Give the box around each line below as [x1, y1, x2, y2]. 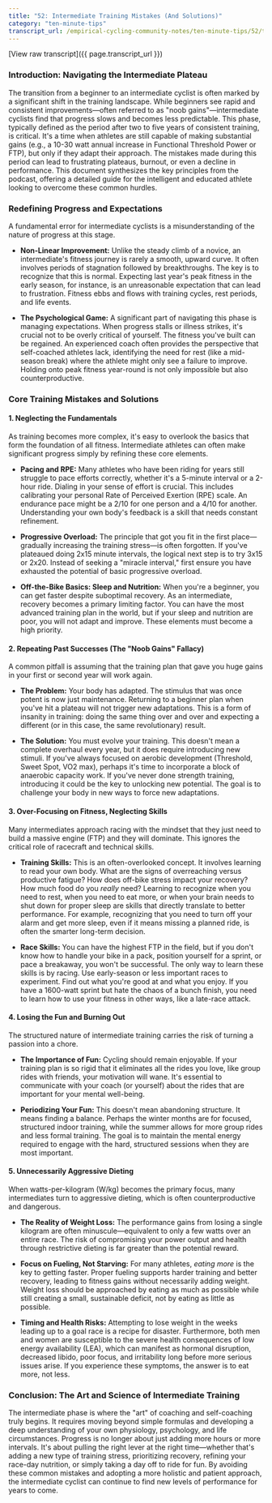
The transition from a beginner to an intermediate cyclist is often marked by [8, 88, 260, 97]
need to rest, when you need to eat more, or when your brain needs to [19, 892, 255, 901]
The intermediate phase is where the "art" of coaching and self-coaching [8, 1408, 253, 1418]
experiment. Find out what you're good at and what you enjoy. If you [19, 976, 249, 986]
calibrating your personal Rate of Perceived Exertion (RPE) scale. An [19, 490, 248, 500]
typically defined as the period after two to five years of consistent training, [8, 122, 260, 132]
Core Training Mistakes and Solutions [8, 393, 159, 405]
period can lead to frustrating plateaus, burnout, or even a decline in [8, 156, 236, 166]
